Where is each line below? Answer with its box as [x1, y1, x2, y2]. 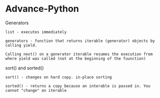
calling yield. [5, 42, 37, 48]
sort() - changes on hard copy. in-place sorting [5, 74, 112, 80]
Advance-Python [5, 3, 79, 15]
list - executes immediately [5, 29, 67, 34]
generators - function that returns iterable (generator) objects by [5, 38, 155, 43]
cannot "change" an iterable [5, 88, 67, 93]
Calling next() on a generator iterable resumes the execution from [5, 52, 153, 57]
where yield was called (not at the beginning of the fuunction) [5, 56, 146, 61]
